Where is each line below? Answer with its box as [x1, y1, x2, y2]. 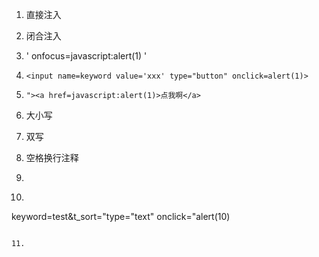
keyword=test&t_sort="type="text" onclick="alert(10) [11, 211, 231, 222]
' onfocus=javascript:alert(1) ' [25, 50, 148, 62]
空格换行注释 [25, 152, 79, 163]
